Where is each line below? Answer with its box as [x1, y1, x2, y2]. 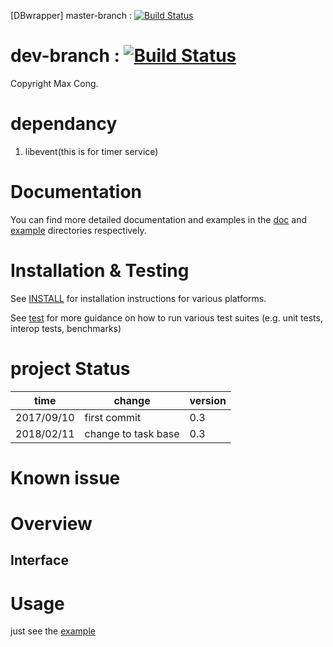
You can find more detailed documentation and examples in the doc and [10, 213, 308, 225]
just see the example [10, 625, 96, 637]
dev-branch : [10, 45, 120, 67]
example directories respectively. [10, 224, 147, 236]
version [189, 393, 227, 407]
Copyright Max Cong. [10, 77, 99, 89]
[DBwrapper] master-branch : [10, 10, 133, 21]
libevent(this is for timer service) [24, 145, 159, 157]
